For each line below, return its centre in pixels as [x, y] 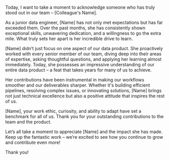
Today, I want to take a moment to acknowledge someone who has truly [80, 7]
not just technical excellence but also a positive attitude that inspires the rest [85, 96]
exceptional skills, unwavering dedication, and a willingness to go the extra [83, 33]
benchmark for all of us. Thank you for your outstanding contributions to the [84, 116]
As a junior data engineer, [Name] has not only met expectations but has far [84, 23]
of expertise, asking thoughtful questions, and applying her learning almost [83, 59]
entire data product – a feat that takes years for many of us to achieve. [78, 70]
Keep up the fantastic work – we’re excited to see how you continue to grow [84, 137]
